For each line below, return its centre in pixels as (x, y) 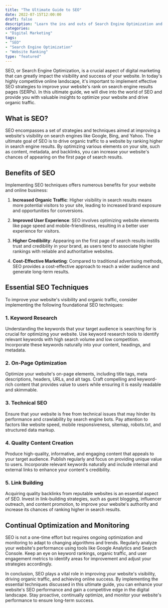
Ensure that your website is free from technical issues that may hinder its (80, 414)
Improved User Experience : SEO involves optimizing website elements (86, 220)
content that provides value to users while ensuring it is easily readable (88, 384)
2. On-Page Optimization (36, 363)
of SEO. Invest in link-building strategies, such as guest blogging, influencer (83, 499)
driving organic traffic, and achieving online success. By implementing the (82, 579)
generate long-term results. (41, 272)
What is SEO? (27, 118)
